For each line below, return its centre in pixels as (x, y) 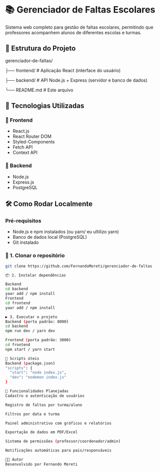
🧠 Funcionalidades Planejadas (37, 391)
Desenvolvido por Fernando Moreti (42, 464)
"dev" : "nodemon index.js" (38, 377)
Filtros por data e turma (32, 414)
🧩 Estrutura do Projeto (40, 48)
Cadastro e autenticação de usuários (45, 396)
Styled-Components (34, 142)
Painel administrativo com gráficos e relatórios (59, 423)
